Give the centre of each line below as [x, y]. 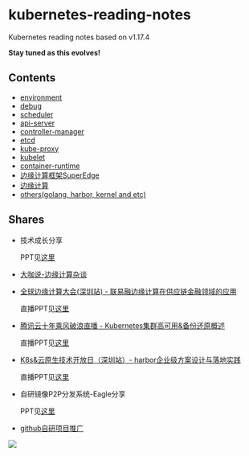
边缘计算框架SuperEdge [60, 175]
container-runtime [50, 166]
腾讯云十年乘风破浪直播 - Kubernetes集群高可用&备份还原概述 [122, 325]
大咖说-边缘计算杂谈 [53, 274]
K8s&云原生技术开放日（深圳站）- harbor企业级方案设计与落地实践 [130, 359]
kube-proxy [39, 148]
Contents [32, 78]
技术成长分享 [41, 240]
